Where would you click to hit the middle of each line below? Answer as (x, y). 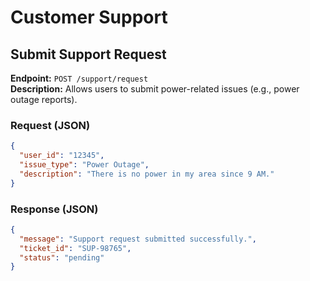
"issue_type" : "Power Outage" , (84, 165)
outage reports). (44, 99)
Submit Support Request (88, 54)
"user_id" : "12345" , (62, 156)
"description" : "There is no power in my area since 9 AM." (147, 174)
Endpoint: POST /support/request (79, 78)
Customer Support (89, 17)
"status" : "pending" (62, 257)
